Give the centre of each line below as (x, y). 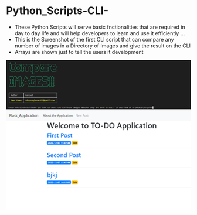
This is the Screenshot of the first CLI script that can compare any (94, 39)
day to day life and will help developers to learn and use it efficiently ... (100, 33)
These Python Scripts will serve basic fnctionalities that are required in (100, 27)
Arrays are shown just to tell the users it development (79, 52)
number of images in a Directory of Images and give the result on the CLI (103, 46)
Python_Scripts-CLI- (57, 11)
